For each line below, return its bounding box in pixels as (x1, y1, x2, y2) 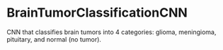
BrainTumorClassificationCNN (6, 5, 188, 21)
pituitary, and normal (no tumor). (6, 35, 102, 43)
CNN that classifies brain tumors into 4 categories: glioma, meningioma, (6, 28, 217, 36)
